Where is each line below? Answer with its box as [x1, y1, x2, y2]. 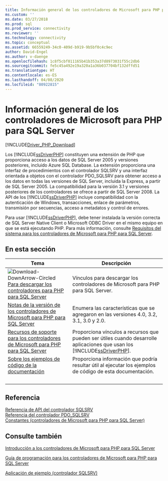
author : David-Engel [5, 49, 48, 54]
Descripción [101, 260, 131, 267]
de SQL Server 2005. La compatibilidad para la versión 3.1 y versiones [5, 183, 149, 189]
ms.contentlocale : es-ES [5, 73, 57, 78]
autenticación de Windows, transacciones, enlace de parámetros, [5, 199, 140, 205]
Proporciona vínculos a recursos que [72, 328, 159, 335]
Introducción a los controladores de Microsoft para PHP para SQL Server [5, 445, 155, 451]
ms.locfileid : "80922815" [5, 82, 59, 87]
